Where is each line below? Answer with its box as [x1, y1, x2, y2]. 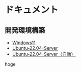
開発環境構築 [5, 26, 45, 34]
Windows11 [12, 40, 36, 46]
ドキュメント [5, 4, 59, 16]
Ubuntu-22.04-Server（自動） [12, 51, 76, 57]
